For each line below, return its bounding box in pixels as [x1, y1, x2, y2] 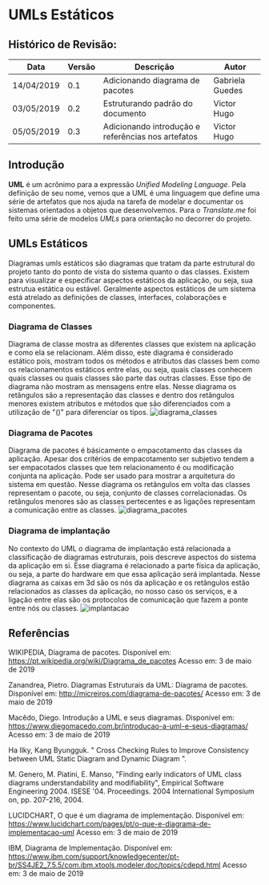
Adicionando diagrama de [102, 75, 200, 86]
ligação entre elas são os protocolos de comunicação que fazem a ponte [8, 595, 249, 604]
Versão [67, 62, 96, 72]
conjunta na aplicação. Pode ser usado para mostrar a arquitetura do [8, 471, 235, 481]
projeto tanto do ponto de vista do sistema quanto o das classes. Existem [8, 266, 250, 276]
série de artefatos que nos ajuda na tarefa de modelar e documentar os [8, 197, 244, 206]
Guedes [213, 85, 243, 95]
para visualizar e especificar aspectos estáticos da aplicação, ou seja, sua [8, 275, 254, 285]
